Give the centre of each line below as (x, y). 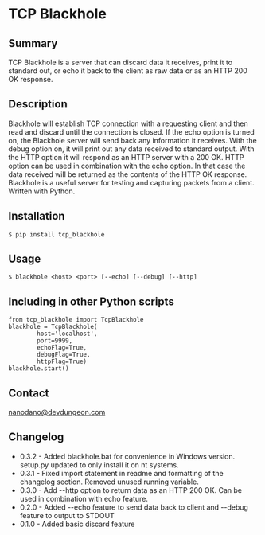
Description (38, 104)
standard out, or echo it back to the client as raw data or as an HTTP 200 (128, 71)
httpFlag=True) (62, 362)
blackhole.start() (39, 369)
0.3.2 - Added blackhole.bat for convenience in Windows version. (127, 456)
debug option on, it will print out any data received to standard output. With (131, 149)
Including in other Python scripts (92, 301)
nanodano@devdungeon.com (57, 412)
